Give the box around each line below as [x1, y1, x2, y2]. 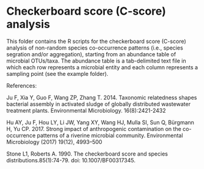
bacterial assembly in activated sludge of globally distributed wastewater [6, 100, 191, 108]
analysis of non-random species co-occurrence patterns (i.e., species [6, 44, 184, 51]
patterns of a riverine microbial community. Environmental [36, 132, 183, 139]
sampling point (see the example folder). [6, 70, 108, 77]
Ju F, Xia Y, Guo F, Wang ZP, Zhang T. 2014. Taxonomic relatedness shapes [6, 94, 197, 101]
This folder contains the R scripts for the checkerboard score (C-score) [6, 37, 187, 45]
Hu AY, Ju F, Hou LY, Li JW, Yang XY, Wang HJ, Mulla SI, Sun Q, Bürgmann [6, 118, 195, 126]
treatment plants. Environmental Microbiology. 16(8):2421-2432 [6, 107, 167, 114]
